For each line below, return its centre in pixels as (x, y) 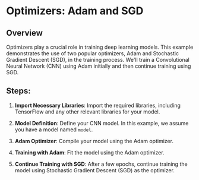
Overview (25, 33)
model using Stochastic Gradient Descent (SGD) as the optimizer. (95, 170)
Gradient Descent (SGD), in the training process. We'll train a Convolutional (98, 60)
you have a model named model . (54, 130)
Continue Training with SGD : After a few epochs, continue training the (101, 164)
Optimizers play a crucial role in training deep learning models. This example (100, 47)
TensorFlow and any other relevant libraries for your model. (87, 112)
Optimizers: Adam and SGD (75, 11)
